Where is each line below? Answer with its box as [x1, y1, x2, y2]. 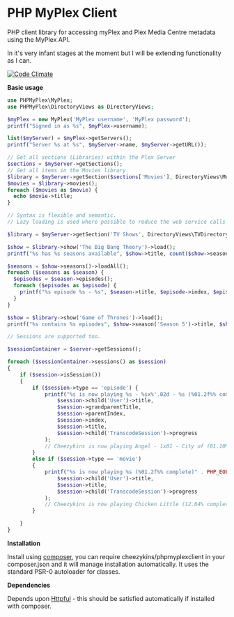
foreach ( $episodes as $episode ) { [13, 282, 117, 289]
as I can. [7, 56, 32, 64]
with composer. [7, 602, 52, 610]
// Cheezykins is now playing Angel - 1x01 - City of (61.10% [44, 443, 229, 450]
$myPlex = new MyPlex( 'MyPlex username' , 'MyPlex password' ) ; [7, 116, 192, 123]
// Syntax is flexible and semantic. [7, 212, 117, 219]
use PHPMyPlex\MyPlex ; [7, 96, 73, 104]
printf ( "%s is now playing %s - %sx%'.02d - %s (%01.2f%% [44, 390, 217, 398]
